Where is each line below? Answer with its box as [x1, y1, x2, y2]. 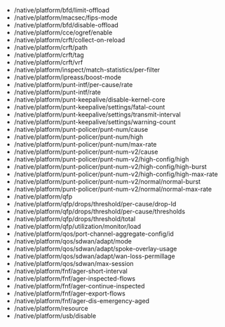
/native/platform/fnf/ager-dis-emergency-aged [13, 297, 149, 305]
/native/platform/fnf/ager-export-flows [13, 289, 126, 298]
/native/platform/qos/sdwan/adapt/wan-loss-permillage [13, 252, 175, 260]
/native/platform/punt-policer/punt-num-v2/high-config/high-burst [13, 163, 207, 171]
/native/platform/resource [13, 305, 89, 312]
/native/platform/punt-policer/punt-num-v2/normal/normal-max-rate [13, 185, 212, 193]
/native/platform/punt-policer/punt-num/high [13, 133, 144, 141]
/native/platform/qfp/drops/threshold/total [13, 215, 136, 223]
